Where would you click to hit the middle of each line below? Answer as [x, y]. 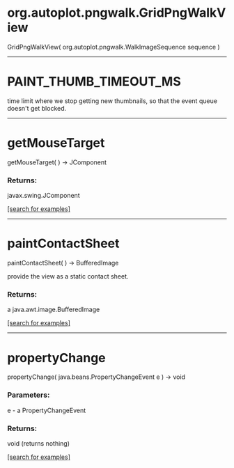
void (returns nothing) [39, 443]
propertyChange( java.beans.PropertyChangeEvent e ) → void [96, 377]
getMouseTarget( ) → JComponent [57, 162]
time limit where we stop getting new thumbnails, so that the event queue [112, 101]
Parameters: [29, 395]
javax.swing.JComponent [44, 196]
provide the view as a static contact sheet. [68, 276]
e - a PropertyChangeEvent [47, 410]
